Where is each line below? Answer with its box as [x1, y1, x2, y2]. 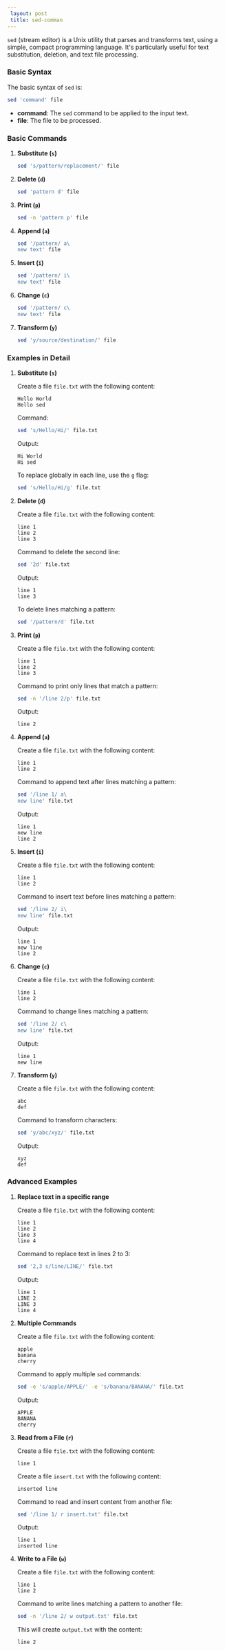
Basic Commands [7, 133, 67, 143]
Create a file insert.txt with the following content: [17, 1472, 162, 1481]
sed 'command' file [7, 96, 63, 104]
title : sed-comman [10, 17, 63, 23]
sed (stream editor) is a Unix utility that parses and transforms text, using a [7, 35, 218, 43]
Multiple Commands [17, 1319, 77, 1327]
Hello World [17, 395, 52, 402]
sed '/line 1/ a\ [17, 791, 67, 798]
